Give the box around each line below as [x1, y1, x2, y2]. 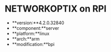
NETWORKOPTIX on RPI [5, 3, 106, 15]
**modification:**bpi [12, 41, 55, 47]
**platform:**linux [12, 30, 50, 36]
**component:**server [12, 25, 59, 31]
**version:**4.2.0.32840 [12, 20, 65, 26]
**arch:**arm [12, 36, 40, 42]
